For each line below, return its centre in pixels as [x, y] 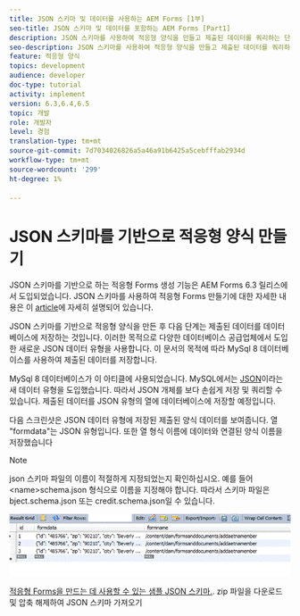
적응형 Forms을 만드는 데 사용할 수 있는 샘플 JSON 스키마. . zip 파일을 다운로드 [146, 591]
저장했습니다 [31, 443]
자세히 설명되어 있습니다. [110, 307]
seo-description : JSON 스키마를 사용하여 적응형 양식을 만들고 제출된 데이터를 [139, 47]
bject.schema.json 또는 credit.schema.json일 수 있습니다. [112, 501]
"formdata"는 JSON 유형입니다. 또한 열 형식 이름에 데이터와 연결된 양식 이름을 [146, 431]
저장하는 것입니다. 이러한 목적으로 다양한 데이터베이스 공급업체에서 [156, 337]
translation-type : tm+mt [55, 142]
